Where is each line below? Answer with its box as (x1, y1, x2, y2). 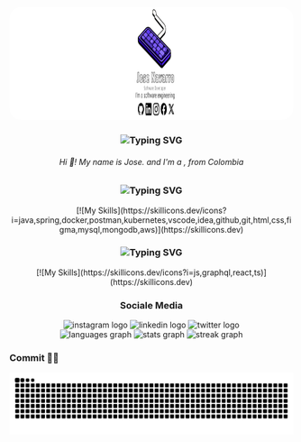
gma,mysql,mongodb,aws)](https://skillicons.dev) (59, 224, 244, 235)
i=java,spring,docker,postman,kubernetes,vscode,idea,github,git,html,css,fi (11, 214, 292, 226)
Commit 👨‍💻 (9, 352, 59, 364)
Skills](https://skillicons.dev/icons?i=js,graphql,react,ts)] (58, 267, 268, 278)
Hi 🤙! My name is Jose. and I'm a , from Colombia (59, 156, 244, 167)
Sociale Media (120, 299, 183, 311)
